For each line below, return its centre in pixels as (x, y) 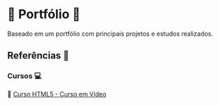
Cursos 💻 (25, 76)
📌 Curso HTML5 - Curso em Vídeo (57, 94)
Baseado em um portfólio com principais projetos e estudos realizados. (110, 34)
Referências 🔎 (38, 56)
